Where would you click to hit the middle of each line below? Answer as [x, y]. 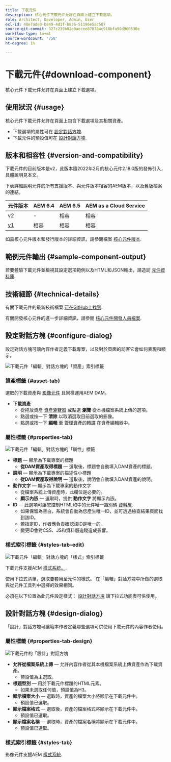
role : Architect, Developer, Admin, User [50, 19]
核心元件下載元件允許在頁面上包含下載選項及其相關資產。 [65, 120]
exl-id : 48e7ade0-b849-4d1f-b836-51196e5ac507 [55, 24]
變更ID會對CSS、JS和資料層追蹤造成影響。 [65, 530]
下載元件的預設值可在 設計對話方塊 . [50, 138]
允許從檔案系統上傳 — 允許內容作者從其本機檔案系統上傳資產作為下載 [85, 664]
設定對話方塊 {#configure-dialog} [59, 336]
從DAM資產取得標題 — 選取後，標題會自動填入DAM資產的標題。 [88, 466]
